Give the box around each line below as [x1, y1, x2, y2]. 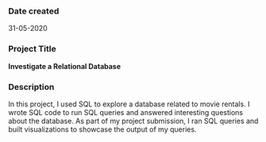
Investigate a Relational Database [8, 61, 121, 71]
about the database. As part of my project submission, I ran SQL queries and [8, 116, 259, 125]
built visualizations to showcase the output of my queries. [8, 125, 197, 134]
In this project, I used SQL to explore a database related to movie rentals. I [8, 99, 250, 109]
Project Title [8, 44, 57, 55]
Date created [8, 6, 60, 17]
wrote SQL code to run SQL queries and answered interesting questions [8, 107, 244, 117]
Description [8, 81, 55, 92]
